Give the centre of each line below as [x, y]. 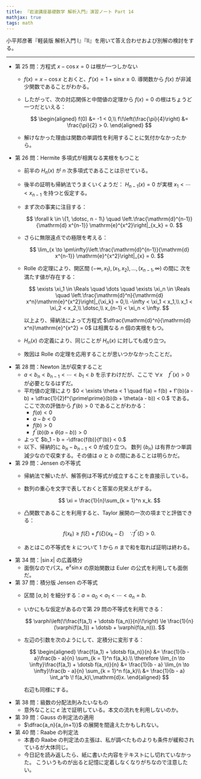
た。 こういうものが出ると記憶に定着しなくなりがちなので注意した [106, 762]
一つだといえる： [45, 107]
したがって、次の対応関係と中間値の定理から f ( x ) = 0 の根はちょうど [108, 99]
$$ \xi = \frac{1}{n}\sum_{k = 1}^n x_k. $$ [109, 500]
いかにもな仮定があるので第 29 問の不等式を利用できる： [94, 609]
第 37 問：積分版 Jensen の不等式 [56, 582]
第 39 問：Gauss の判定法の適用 [54, 717]
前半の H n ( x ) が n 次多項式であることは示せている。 [87, 171]
